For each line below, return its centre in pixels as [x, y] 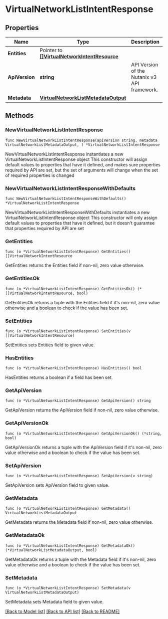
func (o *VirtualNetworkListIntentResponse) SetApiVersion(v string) [79, 476]
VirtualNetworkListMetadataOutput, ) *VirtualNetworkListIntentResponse [82, 145]
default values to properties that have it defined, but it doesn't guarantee [80, 223]
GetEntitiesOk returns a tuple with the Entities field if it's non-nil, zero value [82, 302]
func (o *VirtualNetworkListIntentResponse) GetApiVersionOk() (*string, [84, 434]
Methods [19, 116]
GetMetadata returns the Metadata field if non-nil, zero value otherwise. [79, 522]
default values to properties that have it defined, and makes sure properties [83, 164]
